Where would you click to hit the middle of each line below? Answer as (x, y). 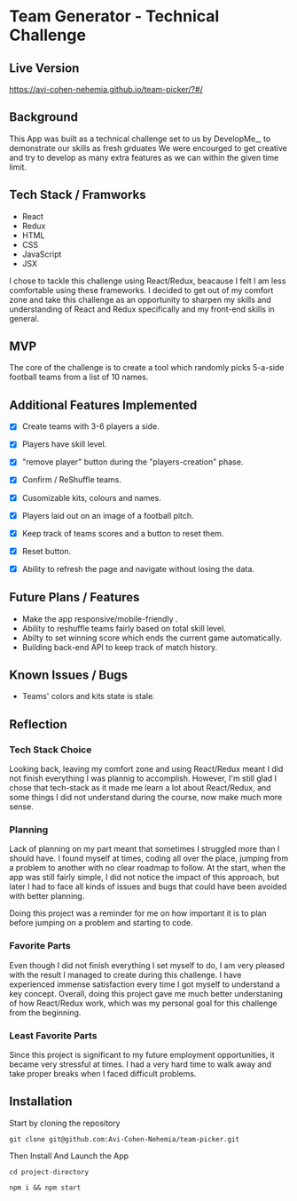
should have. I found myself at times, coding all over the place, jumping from (149, 858)
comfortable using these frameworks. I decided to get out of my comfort (141, 290)
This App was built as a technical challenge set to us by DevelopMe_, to (140, 139)
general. (24, 318)
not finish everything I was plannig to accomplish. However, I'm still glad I (143, 778)
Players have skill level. (64, 444)
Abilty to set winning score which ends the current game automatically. (152, 638)
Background (43, 117)
